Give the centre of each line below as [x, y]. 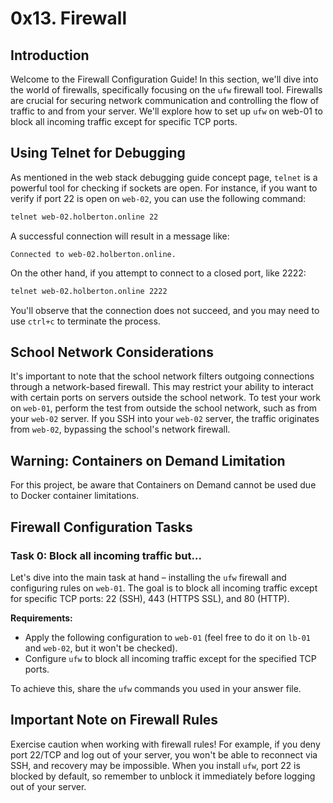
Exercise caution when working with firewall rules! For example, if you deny [165, 744]
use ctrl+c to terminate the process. [85, 321]
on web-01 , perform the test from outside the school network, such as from [164, 408]
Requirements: [41, 618]
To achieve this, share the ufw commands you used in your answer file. [156, 688]
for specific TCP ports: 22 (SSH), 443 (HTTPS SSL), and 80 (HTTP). [150, 598]
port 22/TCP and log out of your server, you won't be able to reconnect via [164, 754]
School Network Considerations [112, 352]
